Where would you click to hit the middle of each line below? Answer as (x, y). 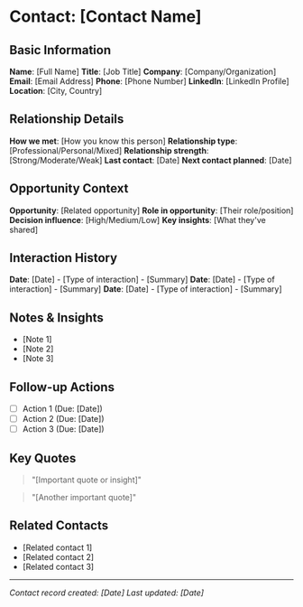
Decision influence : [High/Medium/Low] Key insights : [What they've (138, 219)
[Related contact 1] (57, 547)
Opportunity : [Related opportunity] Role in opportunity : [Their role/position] (151, 210)
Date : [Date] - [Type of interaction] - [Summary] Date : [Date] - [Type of (142, 280)
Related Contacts (59, 526)
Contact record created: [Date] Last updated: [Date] (107, 593)
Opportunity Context (69, 188)
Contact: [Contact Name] (106, 17)
